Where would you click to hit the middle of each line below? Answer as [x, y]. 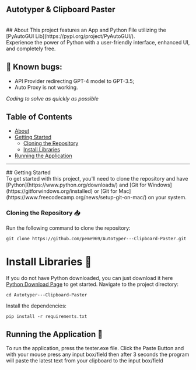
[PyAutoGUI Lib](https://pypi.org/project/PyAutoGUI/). [71, 36]
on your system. [167, 198]
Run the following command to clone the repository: [68, 228]
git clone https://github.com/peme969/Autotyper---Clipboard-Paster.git [96, 238]
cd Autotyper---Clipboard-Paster [47, 295]
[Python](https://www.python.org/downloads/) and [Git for [76, 185]
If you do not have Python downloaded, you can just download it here [90, 278]
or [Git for [106, 191]
